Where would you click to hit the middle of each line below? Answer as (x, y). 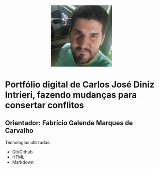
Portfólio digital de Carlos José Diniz (80, 84)
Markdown (23, 162)
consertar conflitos (45, 105)
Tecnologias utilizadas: (28, 142)
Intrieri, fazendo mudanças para (71, 95)
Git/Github (22, 152)
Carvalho (19, 131)
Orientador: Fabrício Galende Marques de (69, 123)
